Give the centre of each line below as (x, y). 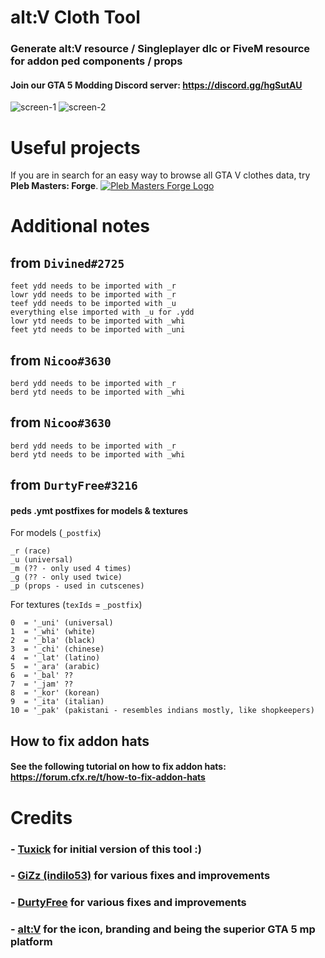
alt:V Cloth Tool (75, 17)
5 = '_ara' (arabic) (55, 667)
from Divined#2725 (67, 262)
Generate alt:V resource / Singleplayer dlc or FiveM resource (160, 49)
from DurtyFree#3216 (74, 485)
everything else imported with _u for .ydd (102, 312)
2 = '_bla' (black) (53, 641)
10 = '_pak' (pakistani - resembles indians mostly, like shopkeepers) (162, 711)
